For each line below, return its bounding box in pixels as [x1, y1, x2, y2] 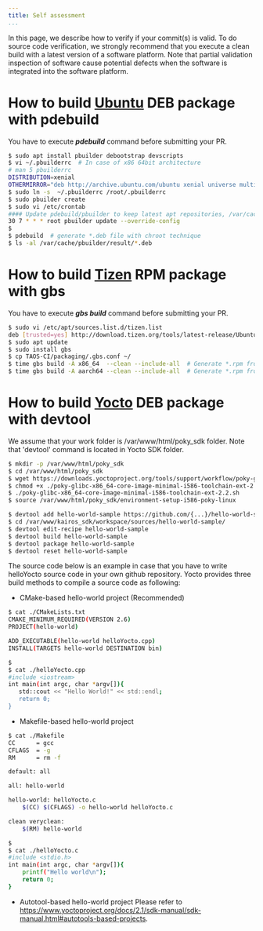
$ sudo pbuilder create [8, 195, 86, 203]
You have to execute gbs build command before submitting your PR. [8, 308, 229, 318]
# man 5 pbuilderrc [8, 166, 72, 174]
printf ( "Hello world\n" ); [22, 868, 107, 876]
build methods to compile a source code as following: [8, 578, 181, 587]
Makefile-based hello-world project [19, 716, 135, 726]
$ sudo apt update [8, 338, 68, 346]
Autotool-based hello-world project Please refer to [19, 896, 182, 907]
